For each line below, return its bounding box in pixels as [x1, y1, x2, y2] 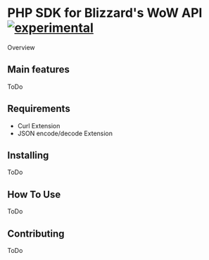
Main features [7, 63, 70, 75]
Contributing [7, 228, 65, 240]
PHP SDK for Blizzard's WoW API [7, 5, 203, 21]
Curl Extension [17, 121, 61, 130]
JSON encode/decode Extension [17, 129, 113, 137]
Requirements [7, 103, 70, 115]
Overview [7, 43, 35, 51]
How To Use [7, 188, 61, 200]
